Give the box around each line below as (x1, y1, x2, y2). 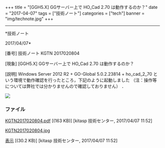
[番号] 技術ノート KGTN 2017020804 (5, 50, 80, 56)
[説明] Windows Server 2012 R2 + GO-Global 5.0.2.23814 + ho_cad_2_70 (5, 71, 152, 77)
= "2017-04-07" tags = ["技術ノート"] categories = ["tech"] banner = (5, 10, 145, 16)
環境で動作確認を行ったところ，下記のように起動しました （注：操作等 (13, 77, 157, 83)
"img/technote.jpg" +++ (5, 16, 54, 21)
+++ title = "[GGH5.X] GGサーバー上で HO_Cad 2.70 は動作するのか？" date (5, 4, 158, 10)
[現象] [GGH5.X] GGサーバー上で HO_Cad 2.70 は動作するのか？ (5, 61, 134, 66)
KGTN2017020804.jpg (5, 127, 51, 133)
